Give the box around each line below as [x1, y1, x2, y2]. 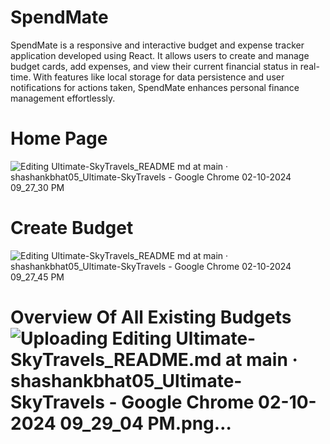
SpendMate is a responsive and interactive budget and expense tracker [10, 39, 305, 51]
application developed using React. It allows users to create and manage [10, 49, 310, 61]
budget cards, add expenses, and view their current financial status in [10, 60, 298, 72]
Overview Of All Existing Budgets [10, 306, 292, 328]
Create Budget [10, 217, 134, 240]
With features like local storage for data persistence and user [33, 71, 285, 83]
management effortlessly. [10, 92, 116, 104]
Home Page [10, 127, 108, 150]
